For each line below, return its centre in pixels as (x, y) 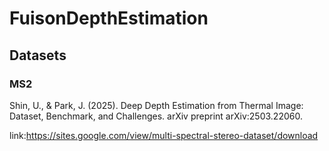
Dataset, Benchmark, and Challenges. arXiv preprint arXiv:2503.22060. (156, 116)
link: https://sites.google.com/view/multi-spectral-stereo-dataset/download (164, 135)
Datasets (38, 55)
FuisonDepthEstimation (109, 18)
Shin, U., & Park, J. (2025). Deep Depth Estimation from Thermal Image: (156, 105)
